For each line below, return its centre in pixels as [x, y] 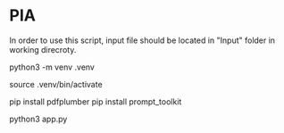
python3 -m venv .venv [52, 67]
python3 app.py [38, 119]
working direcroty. [43, 49]
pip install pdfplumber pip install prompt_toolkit [96, 101]
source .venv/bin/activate [56, 84]
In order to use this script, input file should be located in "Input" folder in [142, 40]
